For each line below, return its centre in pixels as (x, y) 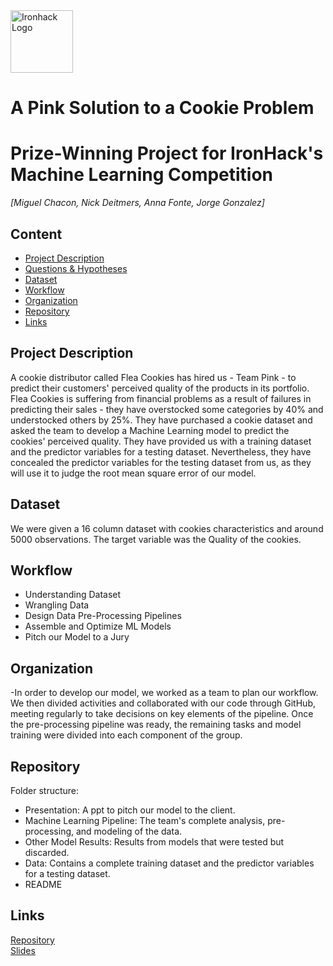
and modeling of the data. (129, 831)
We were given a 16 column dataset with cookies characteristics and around (167, 528)
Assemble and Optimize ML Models (98, 626)
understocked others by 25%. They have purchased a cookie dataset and (161, 420)
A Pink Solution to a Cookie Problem (162, 108)
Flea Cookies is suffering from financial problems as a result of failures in (161, 398)
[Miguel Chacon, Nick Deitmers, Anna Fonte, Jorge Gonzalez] (137, 203)
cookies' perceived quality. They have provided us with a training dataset (161, 441)
